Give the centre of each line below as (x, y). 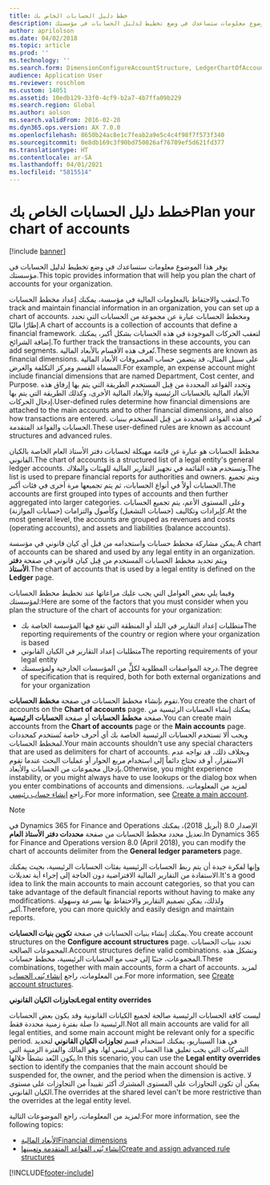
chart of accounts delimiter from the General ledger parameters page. (126, 851)
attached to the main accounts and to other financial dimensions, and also (131, 410)
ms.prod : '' (29, 53)
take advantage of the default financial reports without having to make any (132, 892)
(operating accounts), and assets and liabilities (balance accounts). (120, 528)
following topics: (36, 1124)
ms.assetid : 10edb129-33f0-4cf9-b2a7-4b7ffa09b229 (95, 98)
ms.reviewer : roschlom (47, 83)
